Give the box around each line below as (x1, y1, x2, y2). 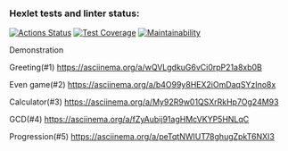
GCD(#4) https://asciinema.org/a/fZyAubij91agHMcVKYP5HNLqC (9, 114, 250, 125)
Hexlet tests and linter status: (9, 7, 140, 20)
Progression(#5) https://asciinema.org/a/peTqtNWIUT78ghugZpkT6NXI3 (9, 131, 275, 142)
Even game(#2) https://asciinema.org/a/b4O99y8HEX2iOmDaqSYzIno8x (9, 80, 276, 90)
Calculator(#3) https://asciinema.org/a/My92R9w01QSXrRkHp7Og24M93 (9, 96, 279, 107)
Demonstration (9, 45, 64, 55)
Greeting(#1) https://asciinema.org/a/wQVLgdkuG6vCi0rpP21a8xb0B (9, 62, 263, 73)
